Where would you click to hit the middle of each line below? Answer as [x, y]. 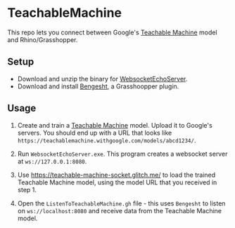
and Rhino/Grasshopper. [43, 39]
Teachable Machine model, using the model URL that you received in [117, 182]
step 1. [27, 189]
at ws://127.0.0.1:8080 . [52, 161]
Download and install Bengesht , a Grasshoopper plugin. [98, 86]
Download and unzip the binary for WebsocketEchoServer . [102, 79]
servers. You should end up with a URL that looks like [95, 133]
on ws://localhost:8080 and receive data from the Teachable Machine [120, 210]
